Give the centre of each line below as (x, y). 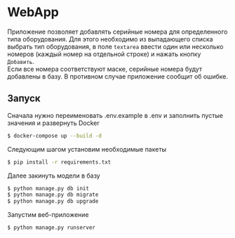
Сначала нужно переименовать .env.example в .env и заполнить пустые (115, 115)
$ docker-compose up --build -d (54, 135)
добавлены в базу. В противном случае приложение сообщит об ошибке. (118, 76)
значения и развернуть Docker (53, 123)
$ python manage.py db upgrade (53, 201)
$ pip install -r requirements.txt (59, 162)
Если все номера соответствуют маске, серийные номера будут (105, 69)
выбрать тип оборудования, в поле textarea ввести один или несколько (115, 46)
